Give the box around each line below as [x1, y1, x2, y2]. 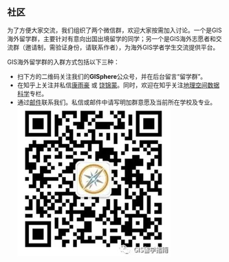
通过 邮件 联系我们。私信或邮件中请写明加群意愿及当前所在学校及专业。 [17, 98, 217, 106]
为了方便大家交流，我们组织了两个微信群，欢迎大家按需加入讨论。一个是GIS [7, 26, 222, 34]
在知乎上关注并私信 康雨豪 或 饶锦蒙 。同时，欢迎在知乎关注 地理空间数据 [17, 81, 220, 89]
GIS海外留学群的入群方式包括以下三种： [7, 58, 120, 66]
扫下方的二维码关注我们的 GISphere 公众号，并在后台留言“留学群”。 [17, 72, 207, 80]
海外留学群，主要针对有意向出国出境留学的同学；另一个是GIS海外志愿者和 [7, 34, 217, 43]
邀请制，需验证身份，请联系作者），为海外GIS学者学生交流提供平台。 [25, 43, 219, 51]
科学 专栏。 [17, 89, 48, 97]
